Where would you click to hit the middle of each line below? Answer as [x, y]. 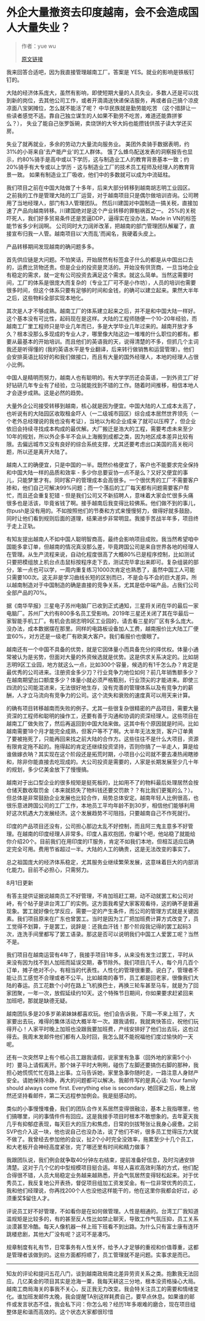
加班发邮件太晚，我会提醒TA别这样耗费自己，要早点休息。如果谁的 [106, 1297]
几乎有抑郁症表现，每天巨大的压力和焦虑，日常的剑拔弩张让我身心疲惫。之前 [103, 1124]
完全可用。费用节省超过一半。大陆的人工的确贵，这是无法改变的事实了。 [102, 849]
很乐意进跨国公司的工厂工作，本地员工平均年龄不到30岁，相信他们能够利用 [101, 805]
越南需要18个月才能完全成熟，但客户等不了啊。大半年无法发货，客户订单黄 [100, 731]
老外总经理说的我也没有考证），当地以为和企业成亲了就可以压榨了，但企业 [104, 421]
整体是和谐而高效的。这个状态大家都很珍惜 [60, 1312]
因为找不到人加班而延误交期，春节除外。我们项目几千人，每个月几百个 [110, 962]
